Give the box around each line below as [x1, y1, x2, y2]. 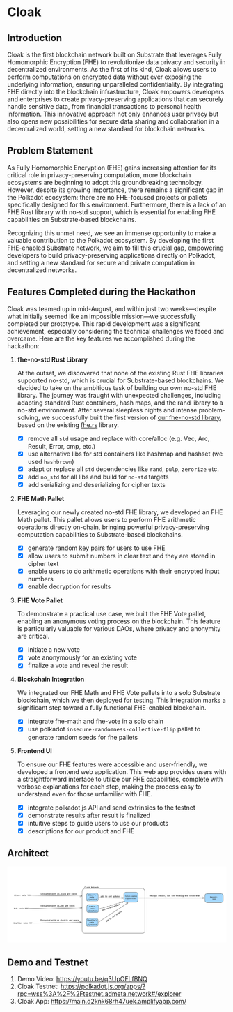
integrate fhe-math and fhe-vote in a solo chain [27, 717, 164, 726]
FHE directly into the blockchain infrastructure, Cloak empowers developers [7, 88, 225, 96]
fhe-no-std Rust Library [17, 355, 88, 364]
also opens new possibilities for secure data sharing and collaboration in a [7, 117, 220, 126]
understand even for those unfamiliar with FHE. [17, 789, 153, 798]
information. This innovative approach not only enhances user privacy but [7, 110, 219, 118]
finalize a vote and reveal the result [27, 661, 129, 670]
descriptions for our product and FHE [27, 826, 135, 835]
